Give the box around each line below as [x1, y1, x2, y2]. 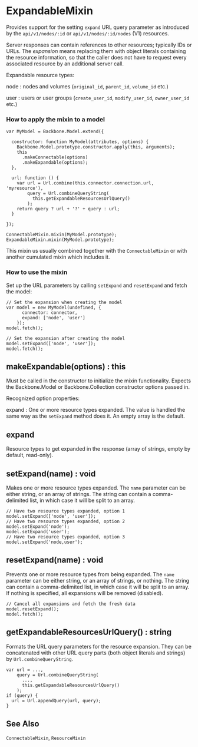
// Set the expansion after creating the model [6, 335, 126, 341]
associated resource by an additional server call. [6, 60, 124, 67]
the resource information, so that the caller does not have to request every [6, 54, 187, 61]
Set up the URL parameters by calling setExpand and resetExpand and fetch [6, 282, 187, 289]
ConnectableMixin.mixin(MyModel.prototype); [6, 232, 117, 238]
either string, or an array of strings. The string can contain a [6, 490, 151, 497]
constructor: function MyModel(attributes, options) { [11, 139, 149, 145]
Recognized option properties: [6, 395, 80, 402]
